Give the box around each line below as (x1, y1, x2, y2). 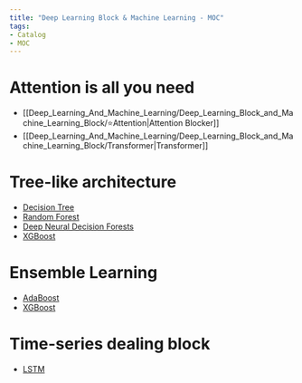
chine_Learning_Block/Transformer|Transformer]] (22, 140, 209, 151)
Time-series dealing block (9, 334, 211, 354)
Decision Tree (22, 202, 75, 213)
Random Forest (22, 212, 80, 223)
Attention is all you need (9, 78, 195, 98)
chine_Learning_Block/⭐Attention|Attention (22, 118, 184, 129)
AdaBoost (22, 292, 60, 303)
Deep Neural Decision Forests (22, 221, 134, 232)
